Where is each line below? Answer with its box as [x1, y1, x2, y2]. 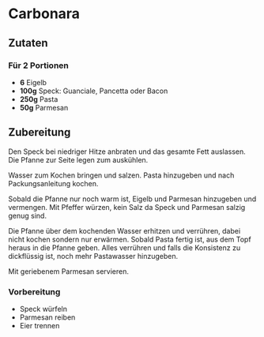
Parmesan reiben [19, 313, 76, 322]
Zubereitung [8, 125, 71, 139]
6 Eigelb [19, 77, 47, 87]
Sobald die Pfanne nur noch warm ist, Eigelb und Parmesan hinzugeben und [8, 194, 257, 204]
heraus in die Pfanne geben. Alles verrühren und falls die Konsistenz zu [8, 242, 241, 253]
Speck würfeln [19, 304, 67, 313]
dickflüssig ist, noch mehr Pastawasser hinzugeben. [8, 251, 179, 260]
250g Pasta [19, 94, 58, 103]
